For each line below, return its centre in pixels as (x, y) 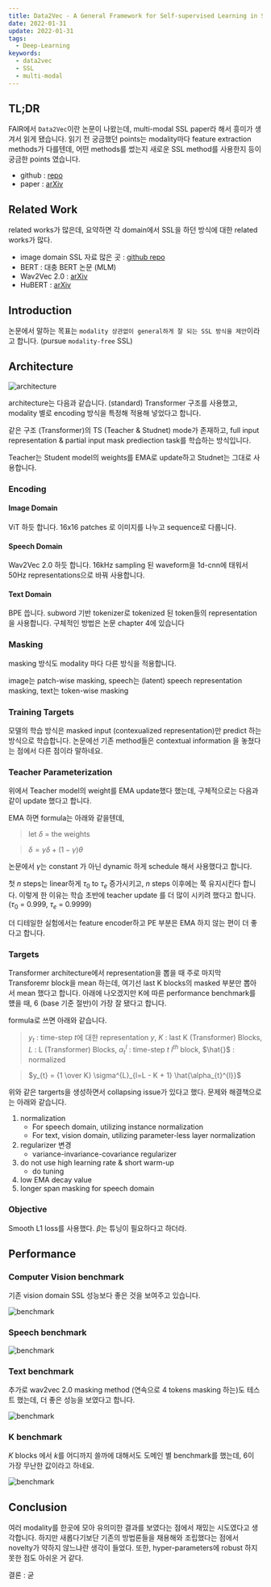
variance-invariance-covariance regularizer (104, 1154)
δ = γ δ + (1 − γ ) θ (55, 850)
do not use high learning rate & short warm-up (97, 1163)
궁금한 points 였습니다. (44, 159)
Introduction (40, 311)
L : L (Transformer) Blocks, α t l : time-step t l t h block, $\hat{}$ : (131, 1050)
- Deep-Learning (43, 46)
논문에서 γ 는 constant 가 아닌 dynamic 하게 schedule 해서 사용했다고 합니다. (130, 867)
